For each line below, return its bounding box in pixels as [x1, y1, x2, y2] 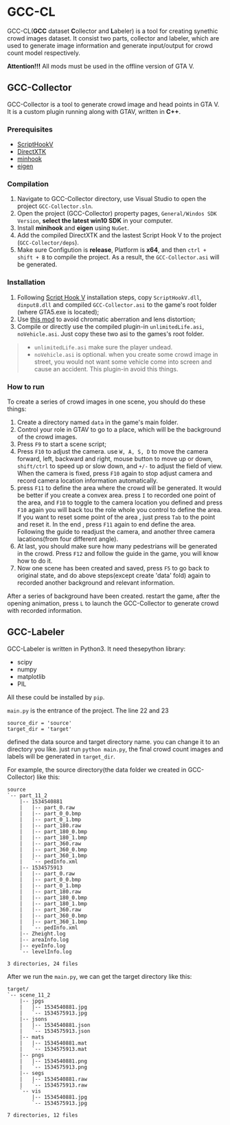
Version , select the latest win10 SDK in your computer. [16, 217, 173, 225]
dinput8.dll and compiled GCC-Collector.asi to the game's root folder [16, 300, 218, 309]
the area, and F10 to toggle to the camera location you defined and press [16, 498, 223, 507]
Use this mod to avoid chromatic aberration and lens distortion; [16, 315, 196, 323]
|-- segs [19, 1069, 45, 1076]
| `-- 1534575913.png [19, 1063, 88, 1071]
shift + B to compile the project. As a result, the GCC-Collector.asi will [16, 253, 220, 262]
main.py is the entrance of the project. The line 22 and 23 [7, 706, 170, 715]
